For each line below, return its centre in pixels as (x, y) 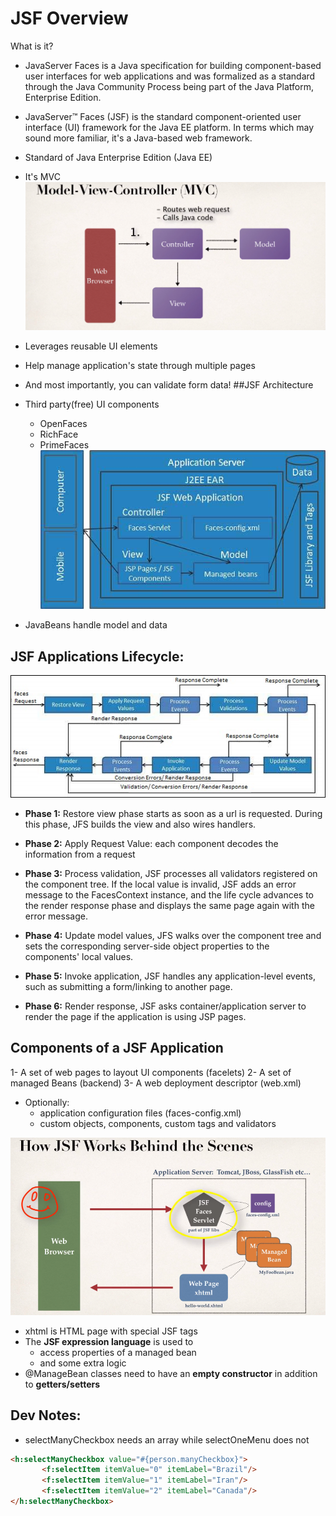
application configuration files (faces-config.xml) (140, 1113)
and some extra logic (83, 1363)
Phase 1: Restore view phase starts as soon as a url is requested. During (173, 813)
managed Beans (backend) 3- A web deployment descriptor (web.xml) (156, 1083)
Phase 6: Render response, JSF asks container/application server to (165, 1006)
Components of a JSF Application (117, 1048)
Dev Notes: (46, 1415)
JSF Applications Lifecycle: (97, 656)
